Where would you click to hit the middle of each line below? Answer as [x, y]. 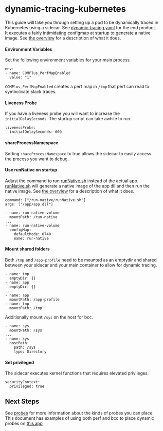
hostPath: [19, 343]
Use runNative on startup [31, 170]
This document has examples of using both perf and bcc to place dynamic [80, 418]
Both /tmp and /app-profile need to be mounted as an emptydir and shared [81, 260]
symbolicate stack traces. [31, 92]
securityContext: [23, 382]
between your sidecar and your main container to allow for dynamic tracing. [81, 265]
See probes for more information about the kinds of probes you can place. [80, 413]
